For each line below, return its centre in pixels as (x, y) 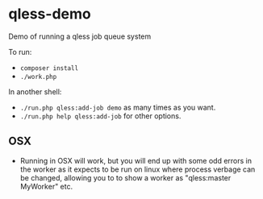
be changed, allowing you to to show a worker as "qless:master (125, 177)
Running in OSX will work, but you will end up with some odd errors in (136, 160)
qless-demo (50, 14)
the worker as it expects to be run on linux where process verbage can (138, 169)
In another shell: (35, 91)
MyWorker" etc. (46, 186)
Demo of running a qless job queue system (80, 36)
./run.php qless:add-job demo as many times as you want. (118, 107)
